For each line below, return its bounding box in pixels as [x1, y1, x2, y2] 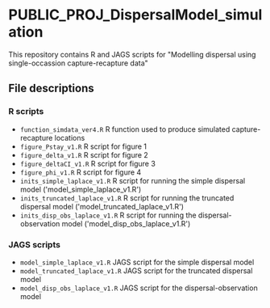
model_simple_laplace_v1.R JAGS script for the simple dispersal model [19, 257, 255, 267]
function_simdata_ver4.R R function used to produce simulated [19, 124, 231, 134]
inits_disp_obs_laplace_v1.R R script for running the [19, 210, 197, 220]
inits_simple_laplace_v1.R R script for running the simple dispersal [19, 175, 246, 185]
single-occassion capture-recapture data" [8, 58, 149, 68]
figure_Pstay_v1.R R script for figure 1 [19, 141, 147, 151]
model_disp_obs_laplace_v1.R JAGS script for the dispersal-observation [19, 283, 258, 293]
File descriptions [8, 82, 94, 95]
